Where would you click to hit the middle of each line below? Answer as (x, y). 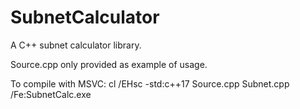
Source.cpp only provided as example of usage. (109, 64)
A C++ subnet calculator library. (76, 45)
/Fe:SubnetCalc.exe (51, 94)
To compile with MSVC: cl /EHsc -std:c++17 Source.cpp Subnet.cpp (150, 83)
